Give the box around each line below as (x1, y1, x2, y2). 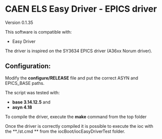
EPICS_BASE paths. (5, 80, 45, 86)
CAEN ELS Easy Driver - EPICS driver (5, 3, 157, 15)
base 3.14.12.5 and (12, 99, 50, 105)
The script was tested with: (5, 89, 60, 96)
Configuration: (5, 62, 51, 70)
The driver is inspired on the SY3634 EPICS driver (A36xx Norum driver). (5, 48, 153, 54)
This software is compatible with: (5, 29, 72, 35)
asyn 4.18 (12, 104, 32, 110)
